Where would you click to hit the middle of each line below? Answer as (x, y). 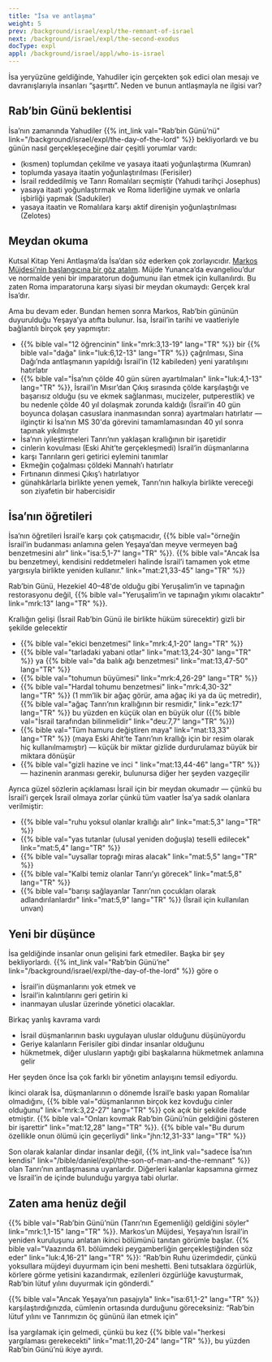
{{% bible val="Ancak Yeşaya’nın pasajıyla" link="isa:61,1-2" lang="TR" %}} (134, 1299)
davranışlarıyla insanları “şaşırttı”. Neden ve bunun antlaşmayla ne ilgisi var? (135, 85)
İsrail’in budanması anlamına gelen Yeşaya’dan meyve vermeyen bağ (123, 545)
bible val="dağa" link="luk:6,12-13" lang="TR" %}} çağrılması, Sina (132, 352)
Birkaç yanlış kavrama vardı (54, 1020)
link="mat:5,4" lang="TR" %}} (70, 848)
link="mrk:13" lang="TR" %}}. (58, 603)
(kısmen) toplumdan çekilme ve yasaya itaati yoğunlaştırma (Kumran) (136, 163)
